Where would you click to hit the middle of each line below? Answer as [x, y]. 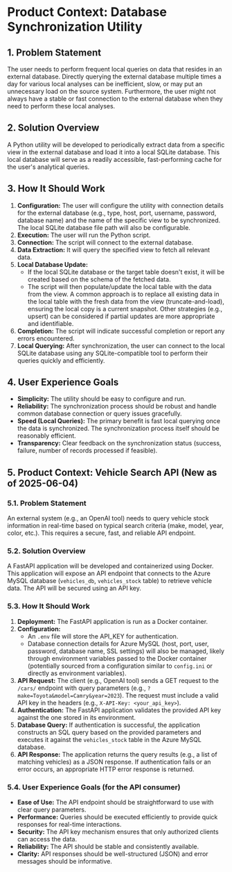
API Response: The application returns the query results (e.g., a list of [117, 754]
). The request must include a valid [169, 695]
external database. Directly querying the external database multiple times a [114, 76]
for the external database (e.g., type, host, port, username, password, [117, 213]
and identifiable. [51, 323]
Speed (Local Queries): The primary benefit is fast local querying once [118, 421]
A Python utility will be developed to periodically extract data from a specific [116, 145]
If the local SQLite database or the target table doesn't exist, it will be [126, 272]
